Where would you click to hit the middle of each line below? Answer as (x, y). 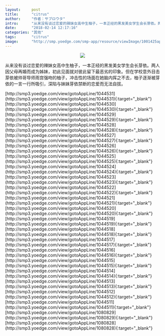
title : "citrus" (27, 14)
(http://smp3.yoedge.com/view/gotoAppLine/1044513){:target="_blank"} (79, 286)
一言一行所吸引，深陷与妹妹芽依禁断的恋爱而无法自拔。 (69, 83)
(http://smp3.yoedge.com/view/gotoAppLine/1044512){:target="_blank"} (79, 297)
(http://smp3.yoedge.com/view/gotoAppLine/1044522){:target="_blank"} (79, 192)
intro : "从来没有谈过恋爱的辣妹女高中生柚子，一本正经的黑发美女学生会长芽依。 (82, 23)
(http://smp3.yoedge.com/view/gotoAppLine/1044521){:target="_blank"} (79, 203)
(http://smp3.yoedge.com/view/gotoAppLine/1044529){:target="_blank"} (79, 119)
